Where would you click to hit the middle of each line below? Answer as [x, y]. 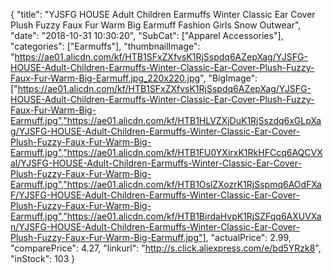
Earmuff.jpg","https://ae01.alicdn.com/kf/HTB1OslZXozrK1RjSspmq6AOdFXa [166, 184]
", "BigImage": [228, 78]
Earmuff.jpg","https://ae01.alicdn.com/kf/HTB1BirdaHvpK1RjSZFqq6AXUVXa [166, 216]
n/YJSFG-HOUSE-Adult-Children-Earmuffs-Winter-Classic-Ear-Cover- [155, 227]
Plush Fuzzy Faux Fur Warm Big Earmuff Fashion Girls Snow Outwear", [156, 25]
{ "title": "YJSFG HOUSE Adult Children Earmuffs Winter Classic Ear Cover [163, 14]
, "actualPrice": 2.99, [248, 237]
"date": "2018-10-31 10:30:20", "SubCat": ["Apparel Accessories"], [147, 35]
